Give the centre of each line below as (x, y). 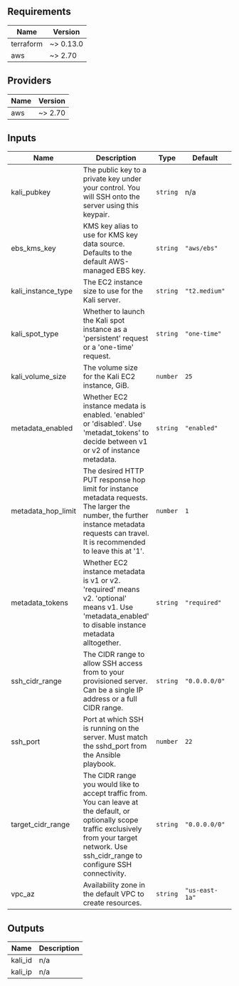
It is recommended (114, 542)
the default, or (106, 811)
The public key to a (115, 170)
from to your (103, 673)
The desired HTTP (113, 471)
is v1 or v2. (102, 581)
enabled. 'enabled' (114, 415)
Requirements (39, 12)
